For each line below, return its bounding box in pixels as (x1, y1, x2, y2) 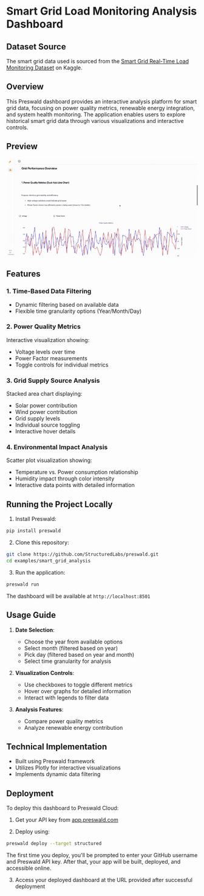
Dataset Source (6, 41, 66, 52)
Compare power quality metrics (24, 717, 103, 725)
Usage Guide (6, 610, 56, 620)
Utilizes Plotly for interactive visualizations (15, 764, 121, 771)
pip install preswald (6, 528, 61, 534)
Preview (6, 141, 38, 152)
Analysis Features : (15, 705, 64, 713)
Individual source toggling (15, 421, 80, 429)
